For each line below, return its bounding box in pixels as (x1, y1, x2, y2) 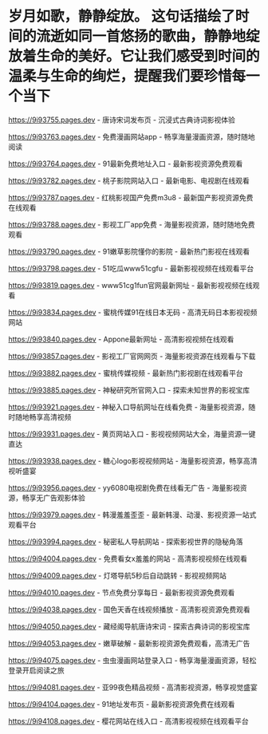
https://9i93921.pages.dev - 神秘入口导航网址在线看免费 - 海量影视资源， (8, 402, 249, 412)
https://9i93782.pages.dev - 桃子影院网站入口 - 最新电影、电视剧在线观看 (8, 176, 250, 185)
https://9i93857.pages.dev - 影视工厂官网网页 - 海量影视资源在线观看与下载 (8, 351, 256, 361)
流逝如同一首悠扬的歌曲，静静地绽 (36, 27, 261, 45)
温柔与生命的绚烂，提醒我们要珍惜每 (8, 67, 246, 85)
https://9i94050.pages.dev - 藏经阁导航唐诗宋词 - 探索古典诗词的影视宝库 (8, 622, 250, 631)
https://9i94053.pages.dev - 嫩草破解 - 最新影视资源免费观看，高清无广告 (8, 638, 250, 648)
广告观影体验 (42, 492, 85, 503)
